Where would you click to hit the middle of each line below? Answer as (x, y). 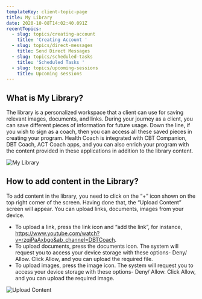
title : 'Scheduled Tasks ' (51, 62)
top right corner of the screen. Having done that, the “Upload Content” (94, 202)
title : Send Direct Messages (54, 51)
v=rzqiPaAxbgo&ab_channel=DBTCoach (65, 239)
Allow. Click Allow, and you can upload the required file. (84, 259)
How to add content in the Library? (72, 181)
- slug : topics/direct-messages (52, 46)
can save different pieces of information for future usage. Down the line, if (98, 125)
